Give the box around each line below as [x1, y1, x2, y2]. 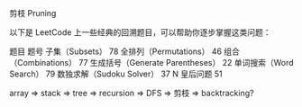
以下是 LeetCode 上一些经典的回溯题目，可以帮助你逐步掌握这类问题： [9, 27, 272, 38]
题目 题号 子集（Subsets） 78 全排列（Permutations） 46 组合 [9, 46, 241, 57]
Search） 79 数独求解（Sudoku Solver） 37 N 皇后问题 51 [9, 68, 223, 79]
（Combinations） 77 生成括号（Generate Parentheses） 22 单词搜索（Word [9, 58, 294, 67]
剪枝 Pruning [9, 8, 57, 18]
